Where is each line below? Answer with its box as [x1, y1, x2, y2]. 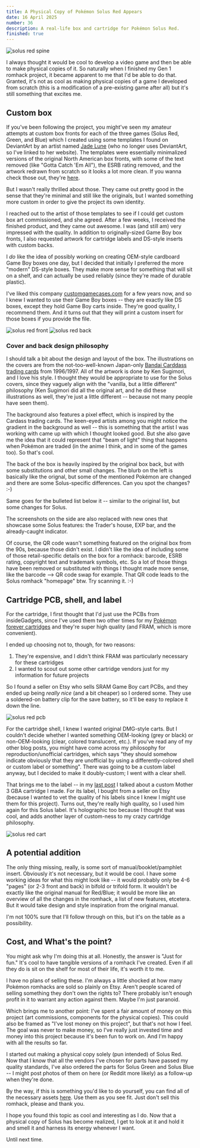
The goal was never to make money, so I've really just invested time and [6, 1026, 183, 1034]
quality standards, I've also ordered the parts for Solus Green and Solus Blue [6, 1063, 194, 1070]
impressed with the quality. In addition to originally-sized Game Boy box [6, 229, 182, 236]
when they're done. [6, 1076, 54, 1083]
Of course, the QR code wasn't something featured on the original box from [6, 540, 192, 547]
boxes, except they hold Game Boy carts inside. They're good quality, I [6, 302, 180, 310]
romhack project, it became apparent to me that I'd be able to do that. [6, 71, 177, 79]
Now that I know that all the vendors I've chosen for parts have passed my [6, 1057, 189, 1064]
